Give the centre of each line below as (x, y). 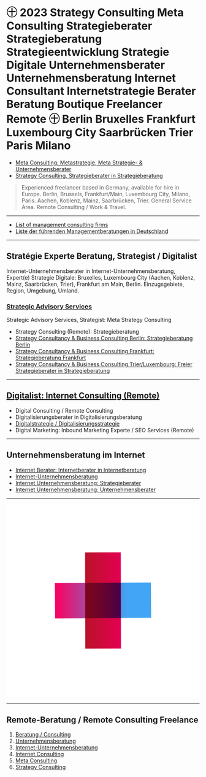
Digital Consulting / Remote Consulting (64, 410)
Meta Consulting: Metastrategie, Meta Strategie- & (79, 163)
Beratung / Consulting (43, 735)
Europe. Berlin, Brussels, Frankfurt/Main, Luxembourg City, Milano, (105, 194)
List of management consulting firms (62, 224)
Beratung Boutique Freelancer (85, 104)
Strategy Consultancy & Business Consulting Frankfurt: (85, 351)
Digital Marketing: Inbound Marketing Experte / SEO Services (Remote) (105, 430)
